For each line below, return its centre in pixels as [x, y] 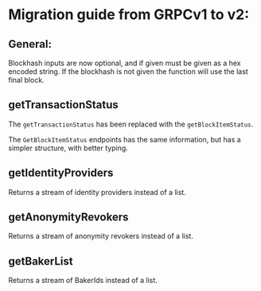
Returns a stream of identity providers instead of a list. [97, 192]
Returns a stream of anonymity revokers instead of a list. [101, 236]
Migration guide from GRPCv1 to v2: [129, 15]
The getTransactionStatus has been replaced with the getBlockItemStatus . [131, 124]
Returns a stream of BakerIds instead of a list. [83, 281]
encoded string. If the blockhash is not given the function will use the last [128, 72]
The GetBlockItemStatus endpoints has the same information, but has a [125, 139]
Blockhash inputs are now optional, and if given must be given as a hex [125, 63]
